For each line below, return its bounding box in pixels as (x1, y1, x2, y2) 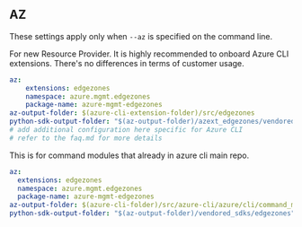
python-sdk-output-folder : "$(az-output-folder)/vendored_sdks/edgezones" (9, 209, 296, 218)
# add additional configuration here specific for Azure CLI (9, 126, 244, 135)
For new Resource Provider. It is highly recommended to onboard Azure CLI (9, 48, 289, 59)
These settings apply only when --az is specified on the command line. (9, 31, 272, 41)
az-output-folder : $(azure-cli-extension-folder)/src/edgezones (9, 109, 255, 118)
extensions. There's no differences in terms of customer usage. (9, 57, 244, 68)
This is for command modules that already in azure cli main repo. (9, 150, 250, 161)
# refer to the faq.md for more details (9, 134, 164, 143)
